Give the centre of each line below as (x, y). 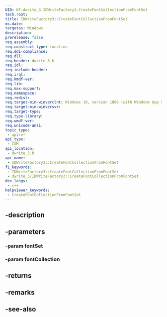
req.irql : (15, 75)
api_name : (15, 158)
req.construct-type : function (37, 47)
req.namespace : (21, 93)
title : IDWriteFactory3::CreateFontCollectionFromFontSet (66, 19)
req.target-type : (23, 112)
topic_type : (17, 130)
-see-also (21, 309)
